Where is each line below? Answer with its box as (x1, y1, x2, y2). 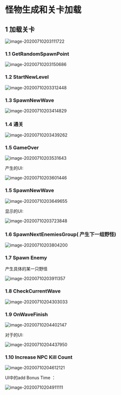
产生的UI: (5, 165, 24, 171)
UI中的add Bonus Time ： (5, 375, 56, 381)
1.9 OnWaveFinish (5, 311, 48, 318)
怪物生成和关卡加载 (5, 4, 82, 16)
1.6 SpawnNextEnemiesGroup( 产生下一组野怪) (5, 231, 116, 238)
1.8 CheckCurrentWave (5, 288, 61, 295)
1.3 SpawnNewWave (5, 97, 54, 103)
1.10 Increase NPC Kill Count (5, 354, 73, 361)
